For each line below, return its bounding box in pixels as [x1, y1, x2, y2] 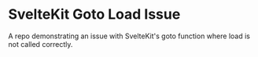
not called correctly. [8, 39, 73, 48]
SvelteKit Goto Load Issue [8, 5, 181, 23]
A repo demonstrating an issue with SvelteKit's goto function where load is [8, 31, 250, 41]
